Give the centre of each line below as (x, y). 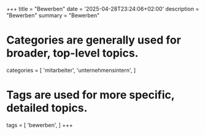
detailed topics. (47, 108)
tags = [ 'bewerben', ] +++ (40, 125)
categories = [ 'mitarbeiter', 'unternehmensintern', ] (71, 70)
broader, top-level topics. (72, 53)
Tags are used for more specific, (91, 95)
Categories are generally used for (94, 40)
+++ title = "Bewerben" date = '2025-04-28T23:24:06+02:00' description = (103, 9)
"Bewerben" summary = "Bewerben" (53, 15)
